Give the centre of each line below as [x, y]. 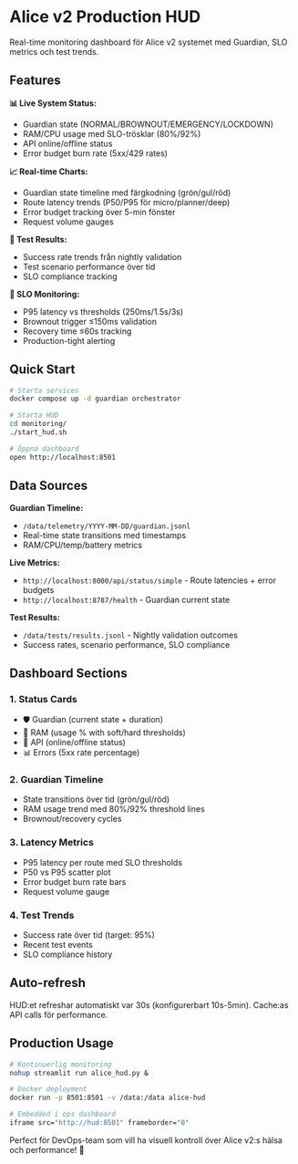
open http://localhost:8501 [63, 457]
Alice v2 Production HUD [105, 17]
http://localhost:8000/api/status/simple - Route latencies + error [149, 580]
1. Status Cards [43, 699]
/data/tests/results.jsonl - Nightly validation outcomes [130, 635]
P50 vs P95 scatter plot [67, 872]
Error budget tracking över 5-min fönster [99, 212]
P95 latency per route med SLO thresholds [103, 862]
